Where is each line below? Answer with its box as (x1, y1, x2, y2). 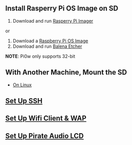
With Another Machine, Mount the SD (5, 68, 127, 77)
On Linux (12, 82, 32, 88)
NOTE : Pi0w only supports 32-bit (5, 53, 75, 59)
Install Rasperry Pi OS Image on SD (5, 4, 119, 13)
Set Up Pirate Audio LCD (5, 131, 84, 140)
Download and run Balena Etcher (12, 43, 82, 49)
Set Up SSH (5, 97, 42, 105)
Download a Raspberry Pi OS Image (12, 38, 89, 44)
